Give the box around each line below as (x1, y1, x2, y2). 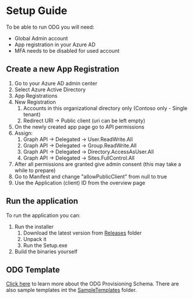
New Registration (14, 98, 57, 105)
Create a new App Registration (6, 64, 120, 74)
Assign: (14, 129, 33, 136)
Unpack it (23, 235, 47, 242)
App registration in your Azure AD (14, 41, 96, 48)
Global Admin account (14, 35, 68, 42)
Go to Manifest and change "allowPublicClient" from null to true (14, 173, 167, 180)
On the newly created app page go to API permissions (14, 123, 145, 130)
